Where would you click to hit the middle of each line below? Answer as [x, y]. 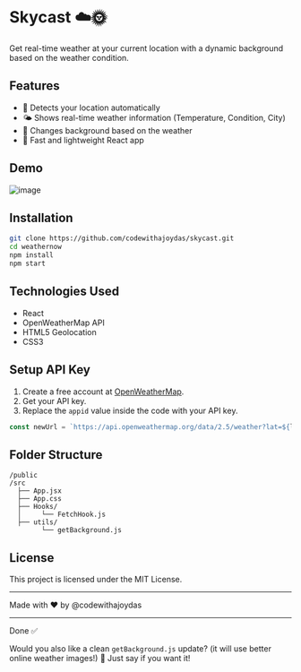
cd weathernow [36, 247]
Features [34, 86]
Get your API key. [54, 401]
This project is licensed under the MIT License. [96, 579]
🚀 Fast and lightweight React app [83, 140]
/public [24, 476]
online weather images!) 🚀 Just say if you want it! [100, 658]
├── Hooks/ [38, 507]
